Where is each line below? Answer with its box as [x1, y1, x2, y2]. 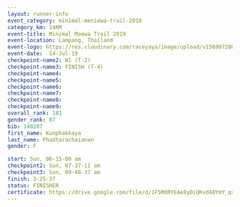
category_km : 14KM [7, 23, 62, 31]
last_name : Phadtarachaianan [7, 136, 94, 143]
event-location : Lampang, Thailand [7, 37, 114, 44]
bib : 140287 [7, 122, 43, 130]
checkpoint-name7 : [7, 90, 62, 97]
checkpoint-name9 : [7, 103, 62, 110]
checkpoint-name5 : [7, 76, 62, 84]
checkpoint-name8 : [7, 97, 62, 104]
